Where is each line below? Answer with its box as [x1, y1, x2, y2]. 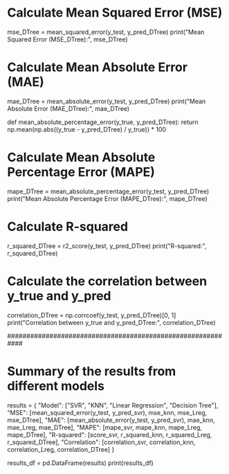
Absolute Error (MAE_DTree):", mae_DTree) [7, 104, 130, 112]
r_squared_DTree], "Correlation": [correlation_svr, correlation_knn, [7, 438, 196, 446]
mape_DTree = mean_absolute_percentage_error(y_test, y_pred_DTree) [7, 187, 210, 195]
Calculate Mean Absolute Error [7, 60, 188, 76]
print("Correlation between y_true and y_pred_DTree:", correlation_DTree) [7, 318, 216, 326]
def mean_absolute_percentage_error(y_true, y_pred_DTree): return [7, 118, 199, 126]
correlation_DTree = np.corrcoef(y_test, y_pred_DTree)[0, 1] [7, 310, 176, 319]
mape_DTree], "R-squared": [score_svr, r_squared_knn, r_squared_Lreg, [7, 430, 212, 439]
